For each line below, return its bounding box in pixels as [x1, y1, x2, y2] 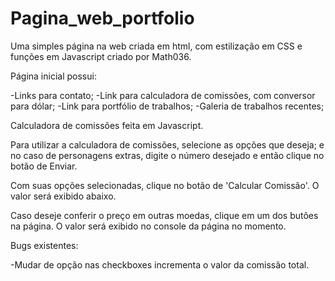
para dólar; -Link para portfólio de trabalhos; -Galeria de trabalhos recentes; [10, 100, 325, 112]
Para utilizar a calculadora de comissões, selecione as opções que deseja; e [10, 138, 325, 151]
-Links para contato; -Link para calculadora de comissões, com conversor [10, 89, 316, 101]
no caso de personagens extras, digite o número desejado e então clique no [10, 149, 325, 161]
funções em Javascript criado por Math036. [10, 50, 192, 62]
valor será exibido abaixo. [10, 190, 117, 202]
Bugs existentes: [10, 239, 79, 251]
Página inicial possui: [10, 70, 97, 82]
